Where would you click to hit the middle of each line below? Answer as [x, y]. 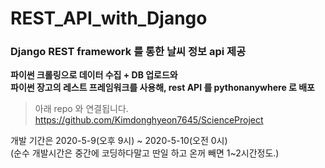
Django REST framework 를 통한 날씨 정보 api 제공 [128, 52]
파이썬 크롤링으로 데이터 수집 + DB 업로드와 [94, 75]
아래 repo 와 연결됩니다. [81, 109]
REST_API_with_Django [109, 18]
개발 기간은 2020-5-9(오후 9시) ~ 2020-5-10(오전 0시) [119, 141]
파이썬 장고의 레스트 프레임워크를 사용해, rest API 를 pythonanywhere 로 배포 [162, 88]
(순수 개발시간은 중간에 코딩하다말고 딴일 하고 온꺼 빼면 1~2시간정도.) [145, 153]
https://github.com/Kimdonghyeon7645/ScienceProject [149, 120]
